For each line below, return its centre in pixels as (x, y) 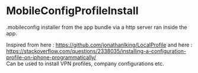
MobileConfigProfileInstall (72, 11)
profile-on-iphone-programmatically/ (51, 57)
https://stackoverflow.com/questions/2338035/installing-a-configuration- (96, 51)
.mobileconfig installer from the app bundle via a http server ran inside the (97, 27)
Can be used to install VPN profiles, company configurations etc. (85, 64)
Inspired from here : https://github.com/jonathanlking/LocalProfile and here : (99, 45)
